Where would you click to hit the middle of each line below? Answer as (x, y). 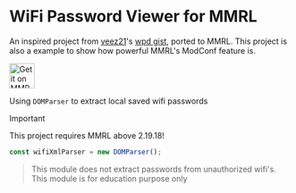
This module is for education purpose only (109, 178)
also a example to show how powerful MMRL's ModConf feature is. (133, 50)
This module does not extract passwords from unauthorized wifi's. (154, 169)
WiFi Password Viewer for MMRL (133, 17)
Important (27, 118)
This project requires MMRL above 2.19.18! (87, 135)
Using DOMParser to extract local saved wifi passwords (109, 101)
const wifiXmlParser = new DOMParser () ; (86, 152)
